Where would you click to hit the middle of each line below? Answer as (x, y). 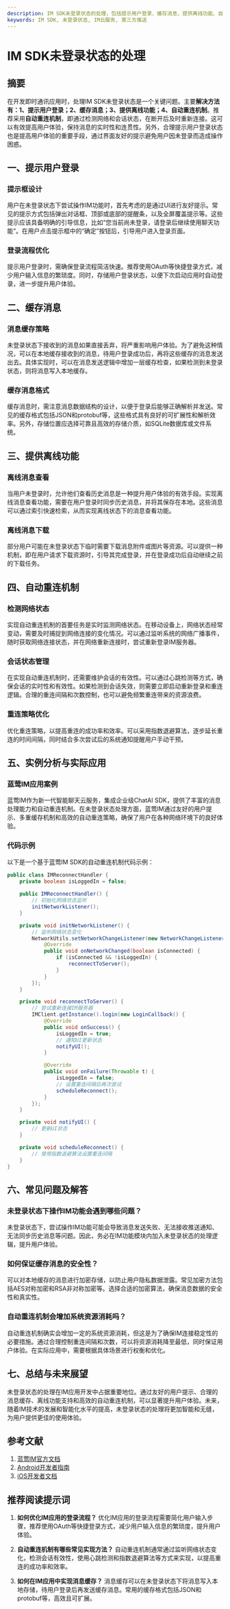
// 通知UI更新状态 (79, 1040)
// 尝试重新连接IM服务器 (63, 1008)
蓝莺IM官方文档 (39, 1459)
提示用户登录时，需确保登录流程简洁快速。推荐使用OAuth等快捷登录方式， (112, 267)
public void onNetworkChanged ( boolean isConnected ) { (122, 951)
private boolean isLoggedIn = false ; (73, 881)
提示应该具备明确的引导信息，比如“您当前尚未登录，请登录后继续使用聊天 (111, 222)
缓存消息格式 (28, 391)
